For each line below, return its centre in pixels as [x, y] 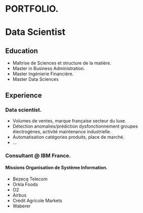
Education [22, 51]
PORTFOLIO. [32, 9]
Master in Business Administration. [49, 69]
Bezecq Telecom [30, 179]
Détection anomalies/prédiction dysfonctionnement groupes [75, 126]
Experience [23, 95]
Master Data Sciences [36, 79]
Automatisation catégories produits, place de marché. [68, 137]
